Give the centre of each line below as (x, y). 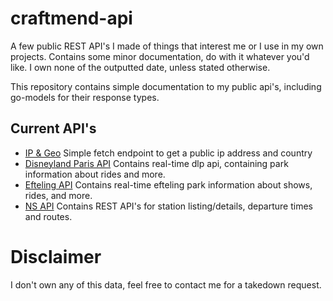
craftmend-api (71, 18)
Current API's (53, 128)
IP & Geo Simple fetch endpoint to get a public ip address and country (168, 153)
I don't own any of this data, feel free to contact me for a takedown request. (166, 284)
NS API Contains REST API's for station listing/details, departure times (169, 206)
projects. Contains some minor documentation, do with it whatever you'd (160, 56)
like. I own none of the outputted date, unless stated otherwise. (140, 67)
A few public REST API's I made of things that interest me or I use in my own (167, 46)
